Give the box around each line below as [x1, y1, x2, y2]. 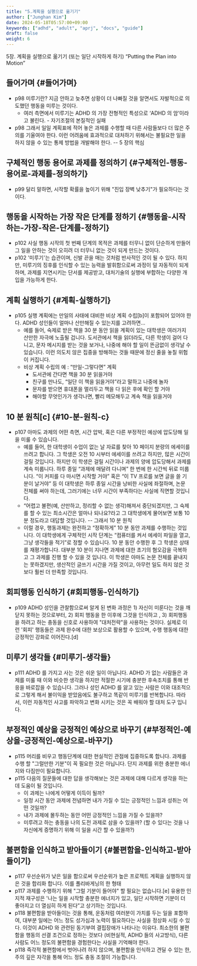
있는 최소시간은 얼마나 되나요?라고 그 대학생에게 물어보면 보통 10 [42, 510, 190, 517]
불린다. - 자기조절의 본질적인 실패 [29, 117, 106, 124]
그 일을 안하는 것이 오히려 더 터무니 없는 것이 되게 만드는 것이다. [14, 247, 161, 254]
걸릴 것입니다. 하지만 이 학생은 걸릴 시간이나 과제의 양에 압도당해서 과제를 [23, 458, 192, 465]
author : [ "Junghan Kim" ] [6, 14, 67, 20]
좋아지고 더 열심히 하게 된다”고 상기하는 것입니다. [14, 902, 128, 909]
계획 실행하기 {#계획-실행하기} [6, 295, 111, 305]
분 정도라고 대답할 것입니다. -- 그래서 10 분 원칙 [23, 517, 132, 524]
